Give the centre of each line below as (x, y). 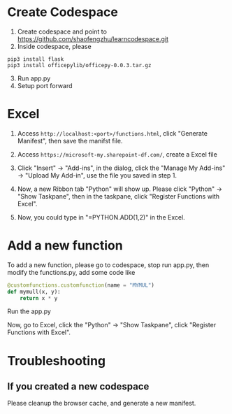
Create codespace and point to (62, 31)
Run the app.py (29, 311)
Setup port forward (45, 85)
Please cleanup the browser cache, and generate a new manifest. (102, 404)
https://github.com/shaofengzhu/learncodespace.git (93, 38)
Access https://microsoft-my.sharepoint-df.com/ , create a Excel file (117, 154)
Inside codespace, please (55, 46)
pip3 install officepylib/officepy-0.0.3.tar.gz (79, 65)
